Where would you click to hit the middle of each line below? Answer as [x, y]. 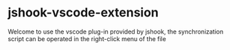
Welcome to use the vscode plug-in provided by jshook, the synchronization [116, 32]
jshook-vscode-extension [83, 13]
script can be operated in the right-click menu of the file [87, 38]
